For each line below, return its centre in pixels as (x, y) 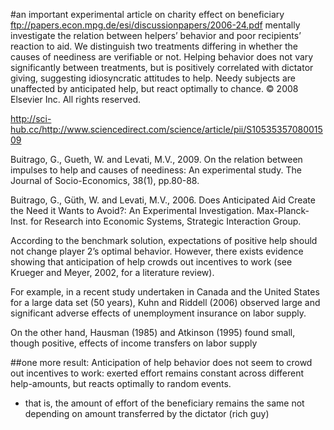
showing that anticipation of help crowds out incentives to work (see (151, 262)
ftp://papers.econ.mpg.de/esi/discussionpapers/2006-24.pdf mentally (155, 25)
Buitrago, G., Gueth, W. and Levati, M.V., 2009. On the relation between (156, 159)
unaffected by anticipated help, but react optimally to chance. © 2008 (154, 88)
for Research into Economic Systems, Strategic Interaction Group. (165, 221)
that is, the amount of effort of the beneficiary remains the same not (164, 403)
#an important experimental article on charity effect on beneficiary (147, 14)
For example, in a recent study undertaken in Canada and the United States (165, 292)
